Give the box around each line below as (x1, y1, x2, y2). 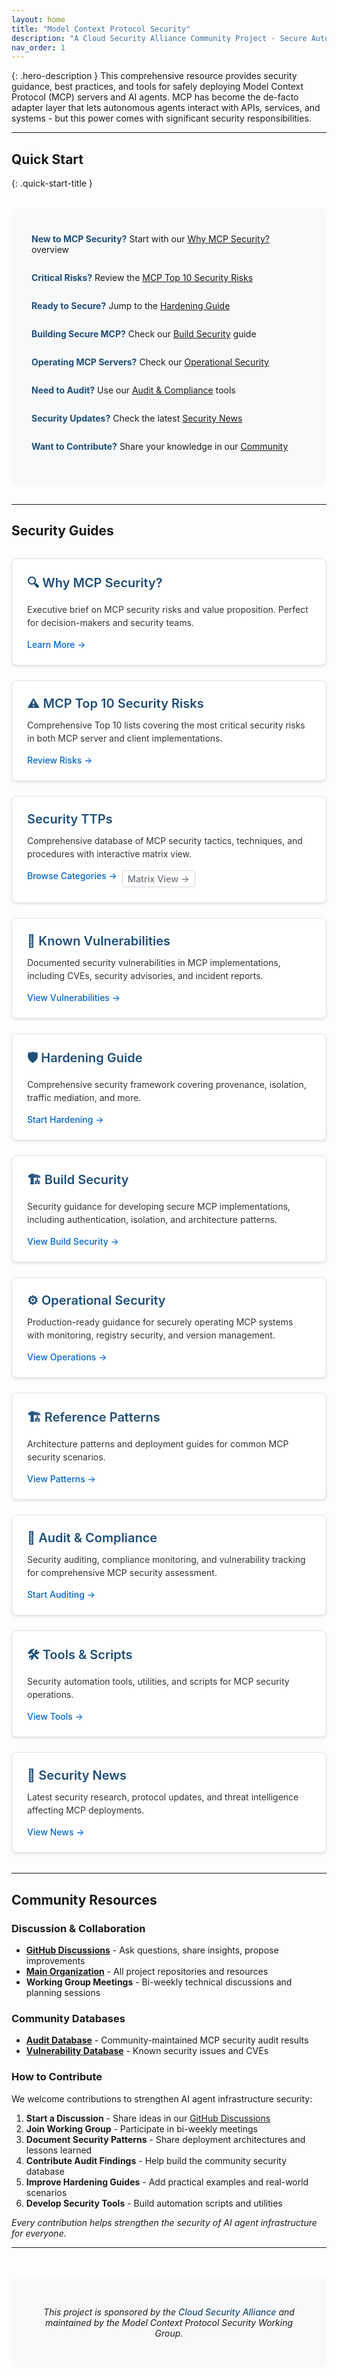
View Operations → (27, 1351, 108, 1363)
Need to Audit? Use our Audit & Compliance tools (31, 384, 236, 396)
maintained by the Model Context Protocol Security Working (44, 2316, 294, 2328)
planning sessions (25, 1987, 101, 1999)
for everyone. (11, 2227, 67, 2239)
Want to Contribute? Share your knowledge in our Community (31, 441, 289, 453)
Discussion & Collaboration (11, 1921, 146, 1935)
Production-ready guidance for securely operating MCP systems (27, 1316, 294, 1328)
